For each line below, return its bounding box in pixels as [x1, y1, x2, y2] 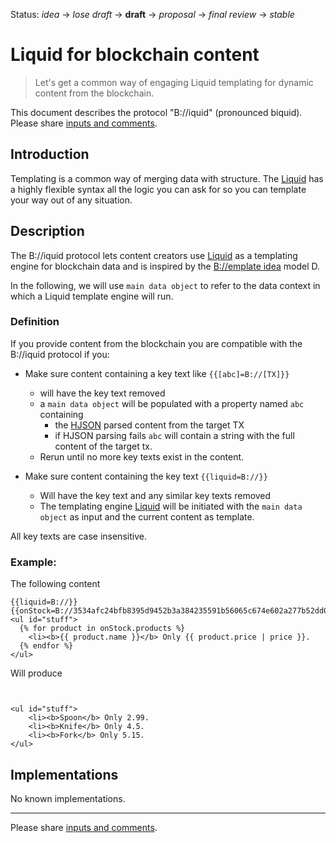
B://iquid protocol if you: [10, 348, 110, 360]
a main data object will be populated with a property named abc [39, 397, 305, 409]
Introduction [10, 146, 90, 163]
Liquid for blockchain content [10, 44, 260, 66]
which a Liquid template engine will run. [10, 290, 174, 302]
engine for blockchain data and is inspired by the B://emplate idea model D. [10, 260, 321, 272]
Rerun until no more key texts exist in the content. [39, 450, 245, 463]
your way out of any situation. [10, 194, 133, 206]
